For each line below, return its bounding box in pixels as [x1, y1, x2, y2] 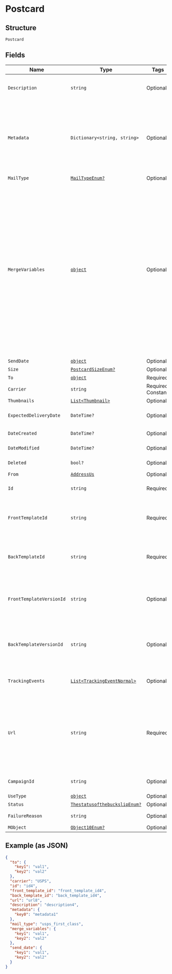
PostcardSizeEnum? [71, 366, 116, 372]
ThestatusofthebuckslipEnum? [71, 802, 142, 807]
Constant [146, 388, 169, 396]
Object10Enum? [71, 825, 105, 830]
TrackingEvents [8, 678, 45, 684]
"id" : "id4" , [10, 883, 38, 889]
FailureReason [8, 813, 42, 819]
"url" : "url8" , [10, 898, 42, 903]
